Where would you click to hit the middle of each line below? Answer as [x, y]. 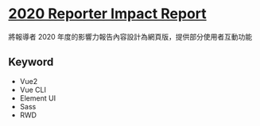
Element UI [38, 98]
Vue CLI [33, 90]
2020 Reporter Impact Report [107, 14]
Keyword [31, 62]
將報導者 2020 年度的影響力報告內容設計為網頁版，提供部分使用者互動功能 [130, 36]
